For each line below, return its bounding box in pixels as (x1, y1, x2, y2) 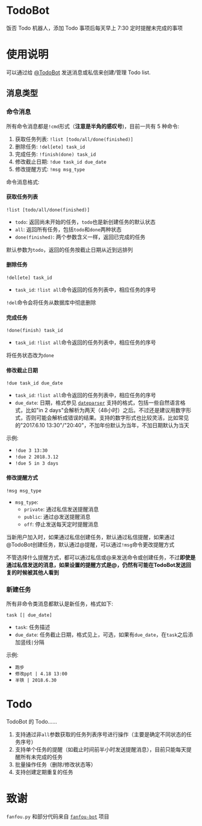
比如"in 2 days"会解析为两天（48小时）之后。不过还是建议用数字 (25, 407, 186, 414)
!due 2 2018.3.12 (14, 454, 59, 460)
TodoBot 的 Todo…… (6, 718, 57, 725)
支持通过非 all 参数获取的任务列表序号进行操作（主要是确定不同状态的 (14, 730, 187, 738)
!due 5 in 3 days (14, 460, 59, 467)
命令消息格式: (6, 178, 40, 186)
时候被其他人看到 (16, 569, 59, 576)
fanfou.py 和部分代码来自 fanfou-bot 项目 (6, 813, 109, 820)
